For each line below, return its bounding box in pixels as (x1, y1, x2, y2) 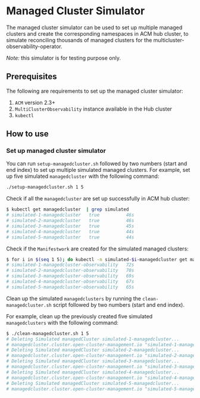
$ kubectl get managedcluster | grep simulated (6, 206, 129, 212)
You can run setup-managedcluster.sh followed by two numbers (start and (6, 160, 187, 167)
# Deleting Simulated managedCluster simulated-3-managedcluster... (6, 358, 180, 364)
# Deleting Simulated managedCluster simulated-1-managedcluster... (6, 336, 180, 342)
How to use (6, 129, 49, 139)
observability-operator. (6, 43, 62, 50)
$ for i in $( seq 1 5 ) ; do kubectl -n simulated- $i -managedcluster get (6, 256, 187, 262)
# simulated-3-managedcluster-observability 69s (6, 273, 135, 279)
